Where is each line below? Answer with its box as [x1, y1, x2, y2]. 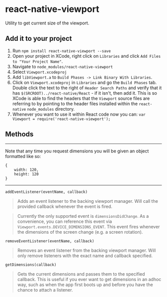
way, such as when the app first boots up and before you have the [17, 282, 153, 288]
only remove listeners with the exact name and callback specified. [17, 253, 153, 259]
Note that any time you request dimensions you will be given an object [5, 148, 149, 154]
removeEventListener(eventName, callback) [5, 238, 94, 244]
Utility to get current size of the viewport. [5, 20, 89, 26]
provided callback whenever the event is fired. [17, 203, 113, 209]
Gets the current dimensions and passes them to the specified [17, 271, 145, 277]
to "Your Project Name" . [12, 58, 63, 64]
